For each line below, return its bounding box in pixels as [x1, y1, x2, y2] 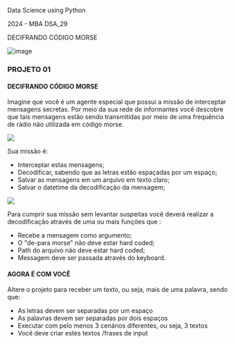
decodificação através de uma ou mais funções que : [7, 218, 162, 226]
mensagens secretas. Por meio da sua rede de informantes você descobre [7, 105, 224, 113]
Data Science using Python [7, 6, 86, 14]
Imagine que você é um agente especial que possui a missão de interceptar [7, 98, 227, 106]
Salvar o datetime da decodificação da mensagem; [17, 183, 165, 192]
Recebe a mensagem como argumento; [17, 231, 132, 240]
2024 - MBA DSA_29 [7, 20, 68, 27]
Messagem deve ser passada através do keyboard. [17, 254, 166, 262]
